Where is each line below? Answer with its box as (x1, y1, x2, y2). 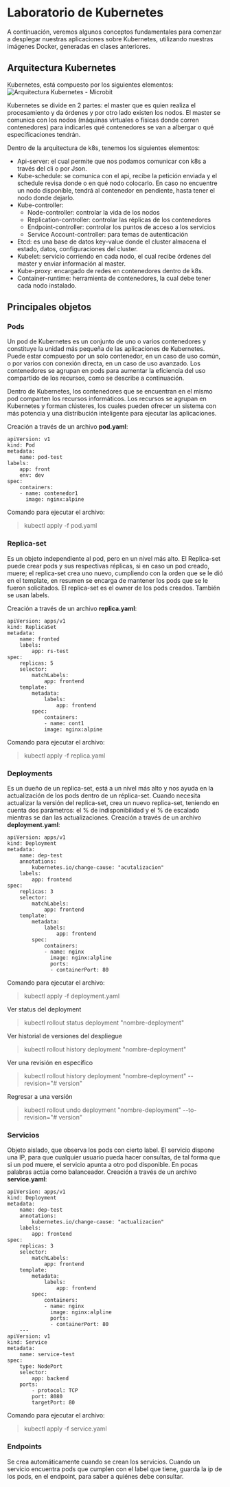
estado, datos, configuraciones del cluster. (16, 244, 139, 253)
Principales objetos (7, 301, 92, 313)
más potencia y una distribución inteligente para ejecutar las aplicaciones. (7, 409, 217, 418)
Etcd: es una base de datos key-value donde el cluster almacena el (16, 237, 207, 246)
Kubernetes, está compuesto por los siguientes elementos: (7, 81, 174, 89)
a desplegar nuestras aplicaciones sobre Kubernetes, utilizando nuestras (7, 34, 214, 43)
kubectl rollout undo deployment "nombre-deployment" (23, 1106, 182, 1114)
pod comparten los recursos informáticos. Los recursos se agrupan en (7, 394, 207, 403)
